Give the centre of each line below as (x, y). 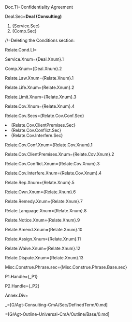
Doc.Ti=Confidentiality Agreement (39, 7)
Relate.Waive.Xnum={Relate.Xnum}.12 (43, 248)
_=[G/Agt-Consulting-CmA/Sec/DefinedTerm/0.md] (56, 305)
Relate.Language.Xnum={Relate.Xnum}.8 (46, 211)
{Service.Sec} (26, 26)
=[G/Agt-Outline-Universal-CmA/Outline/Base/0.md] (57, 314)
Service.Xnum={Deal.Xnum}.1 (35, 59)
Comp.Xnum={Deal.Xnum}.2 (33, 68)
